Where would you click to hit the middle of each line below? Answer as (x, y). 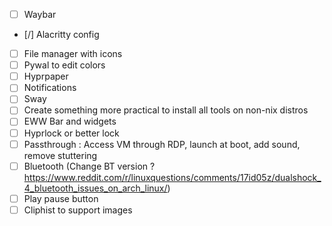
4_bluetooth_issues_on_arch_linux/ (95, 188)
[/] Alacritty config (61, 35)
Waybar (40, 14)
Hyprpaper (46, 76)
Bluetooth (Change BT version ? (89, 166)
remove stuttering (60, 155)
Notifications (50, 88)
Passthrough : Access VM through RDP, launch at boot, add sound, (162, 144)
